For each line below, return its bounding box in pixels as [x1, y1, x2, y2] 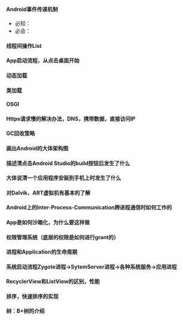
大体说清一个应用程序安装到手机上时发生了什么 [6, 174, 121, 182]
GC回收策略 [6, 130, 35, 137]
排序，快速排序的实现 [6, 292, 58, 300]
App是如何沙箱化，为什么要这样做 [6, 218, 91, 225]
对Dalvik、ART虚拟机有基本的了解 [6, 189, 91, 196]
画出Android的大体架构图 [6, 144, 69, 152]
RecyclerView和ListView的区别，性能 [6, 278, 100, 285]
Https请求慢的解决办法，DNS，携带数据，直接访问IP [6, 115, 136, 122]
